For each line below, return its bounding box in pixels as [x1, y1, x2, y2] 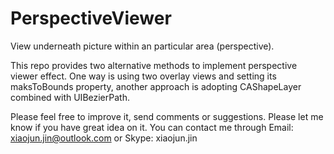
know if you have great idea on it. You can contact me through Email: [10, 121, 294, 133]
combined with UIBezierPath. [10, 91, 130, 103]
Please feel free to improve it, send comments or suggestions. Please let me [10, 110, 324, 122]
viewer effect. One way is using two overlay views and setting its [10, 70, 277, 82]
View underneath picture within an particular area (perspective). [10, 40, 275, 52]
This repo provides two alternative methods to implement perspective [10, 59, 298, 71]
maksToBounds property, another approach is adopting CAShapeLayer [10, 80, 302, 92]
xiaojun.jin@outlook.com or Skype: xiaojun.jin [10, 132, 198, 144]
